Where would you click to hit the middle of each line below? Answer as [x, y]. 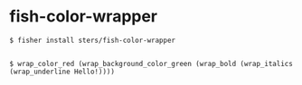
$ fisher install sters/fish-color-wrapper [93, 40]
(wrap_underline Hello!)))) [62, 72]
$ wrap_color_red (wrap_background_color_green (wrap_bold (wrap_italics [151, 64]
